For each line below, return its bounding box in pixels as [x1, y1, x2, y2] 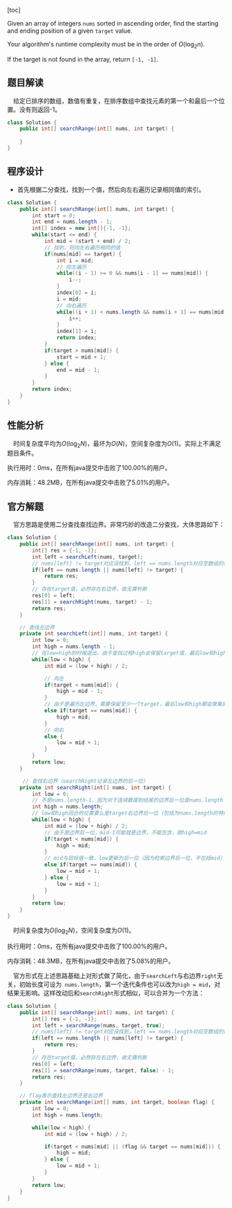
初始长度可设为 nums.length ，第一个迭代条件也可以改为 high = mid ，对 [19, 980, 221, 989]
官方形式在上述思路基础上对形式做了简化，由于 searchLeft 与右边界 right [13, 971, 217, 980]
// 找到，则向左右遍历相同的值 [43, 244, 121, 251]
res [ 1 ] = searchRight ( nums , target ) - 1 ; [32, 598, 153, 605]
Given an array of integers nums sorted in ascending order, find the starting [7, 19, 219, 27]
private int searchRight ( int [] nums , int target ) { [19, 784, 171, 791]
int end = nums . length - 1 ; [32, 218, 113, 226]
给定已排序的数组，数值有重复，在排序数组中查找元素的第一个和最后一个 [13, 96, 219, 105]
